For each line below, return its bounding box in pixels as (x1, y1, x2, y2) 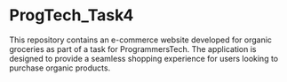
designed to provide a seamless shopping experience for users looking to (9, 53, 278, 63)
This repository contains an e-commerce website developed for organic (9, 34, 273, 45)
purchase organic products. (9, 63, 111, 73)
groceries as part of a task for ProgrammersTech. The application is (9, 43, 257, 54)
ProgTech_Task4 (9, 5, 134, 26)
